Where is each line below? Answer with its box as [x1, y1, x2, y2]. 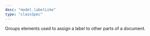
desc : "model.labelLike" [5, 7, 56, 12]
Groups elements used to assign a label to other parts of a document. [5, 25, 146, 31]
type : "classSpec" [5, 12, 43, 17]
